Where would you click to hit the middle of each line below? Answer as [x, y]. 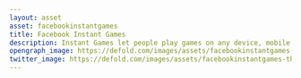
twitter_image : [38, 59]
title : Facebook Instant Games [68, 34]
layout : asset [36, 17]
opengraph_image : [42, 51]
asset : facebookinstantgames [64, 26]
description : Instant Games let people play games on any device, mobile [150, 43]
